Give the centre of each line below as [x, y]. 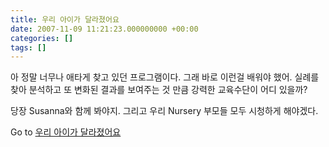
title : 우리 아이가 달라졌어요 [65, 19]
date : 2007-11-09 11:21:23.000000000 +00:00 [104, 29]
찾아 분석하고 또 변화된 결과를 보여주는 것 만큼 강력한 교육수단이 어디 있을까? [159, 90]
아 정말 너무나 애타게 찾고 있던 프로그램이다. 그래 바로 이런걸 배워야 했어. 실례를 [165, 77]
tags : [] [28, 47]
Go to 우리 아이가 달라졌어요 [66, 132]
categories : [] [42, 38]
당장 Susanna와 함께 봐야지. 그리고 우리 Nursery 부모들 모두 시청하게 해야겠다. [164, 111]
